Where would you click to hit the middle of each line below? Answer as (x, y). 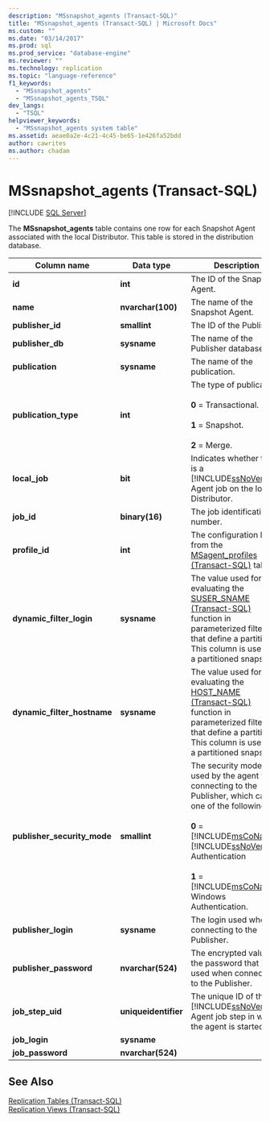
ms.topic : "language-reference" (62, 76)
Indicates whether (225, 459)
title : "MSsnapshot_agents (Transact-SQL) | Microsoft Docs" (113, 23)
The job (205, 512)
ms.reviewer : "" (35, 61)
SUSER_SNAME (221, 599)
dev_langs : (27, 106)
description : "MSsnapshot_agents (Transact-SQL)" (93, 16)
